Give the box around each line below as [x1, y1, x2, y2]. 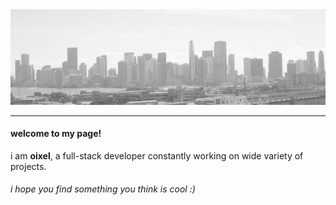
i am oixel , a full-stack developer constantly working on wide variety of [10, 149, 304, 162]
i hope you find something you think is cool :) [10, 183, 196, 195]
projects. [10, 160, 47, 172]
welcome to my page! [10, 128, 102, 140]
